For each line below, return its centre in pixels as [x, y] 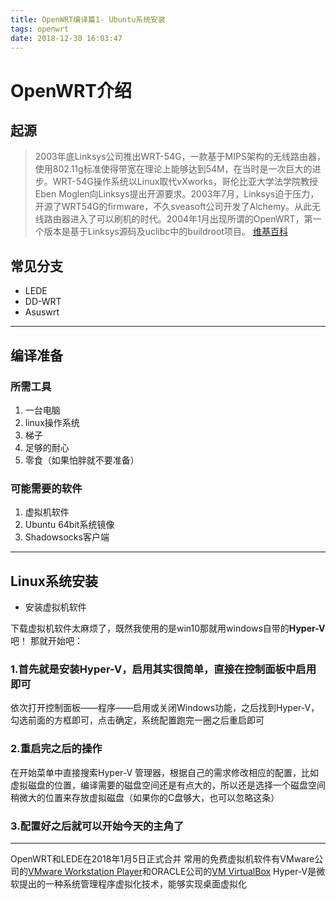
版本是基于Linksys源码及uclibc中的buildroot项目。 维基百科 [165, 232]
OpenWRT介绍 [71, 90]
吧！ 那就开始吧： [46, 640]
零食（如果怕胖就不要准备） [82, 460]
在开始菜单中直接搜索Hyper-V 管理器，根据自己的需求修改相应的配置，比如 [165, 772]
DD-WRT [43, 302]
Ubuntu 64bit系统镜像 [69, 525]
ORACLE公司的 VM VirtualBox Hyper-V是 [233, 871]
